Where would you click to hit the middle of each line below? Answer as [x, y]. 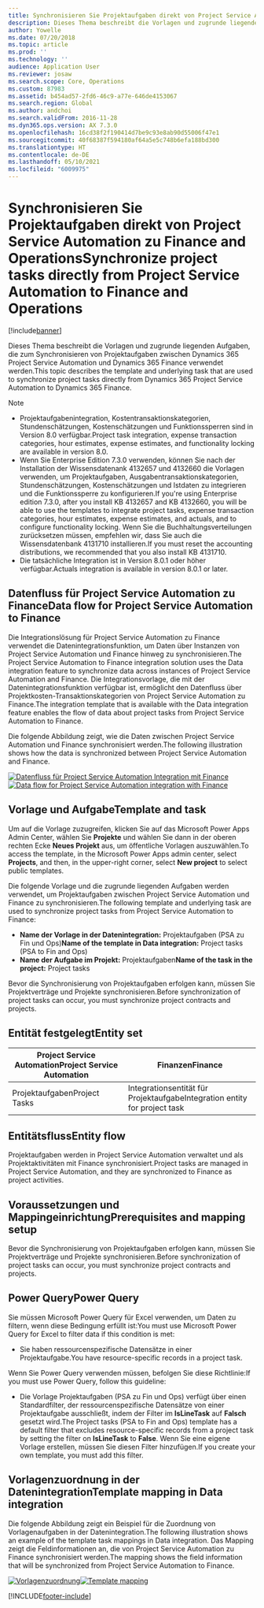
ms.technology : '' [38, 60]
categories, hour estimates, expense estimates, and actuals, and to [128, 518]
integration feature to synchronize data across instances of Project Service [130, 670]
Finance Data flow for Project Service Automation [131, 606]
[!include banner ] [35, 330]
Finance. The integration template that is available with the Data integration [128, 704]
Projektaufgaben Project [56, 1094]
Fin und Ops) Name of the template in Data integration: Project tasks [131, 943]
